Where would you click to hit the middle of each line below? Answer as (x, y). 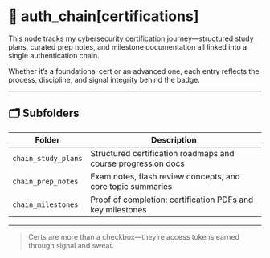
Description (174, 139)
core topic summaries (131, 186)
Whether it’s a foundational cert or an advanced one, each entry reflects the (134, 71)
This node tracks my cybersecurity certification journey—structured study (131, 38)
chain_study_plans (47, 158)
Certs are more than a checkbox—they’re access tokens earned (133, 236)
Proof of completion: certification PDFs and (172, 200)
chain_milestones (45, 204)
